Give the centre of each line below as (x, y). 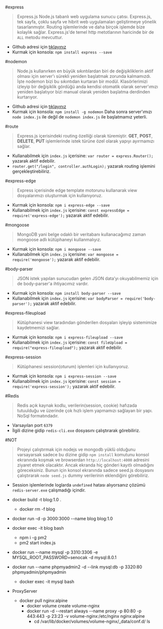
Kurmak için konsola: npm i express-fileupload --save (68, 337)
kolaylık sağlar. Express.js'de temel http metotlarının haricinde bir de (85, 32)
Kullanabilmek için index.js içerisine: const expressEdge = (71, 210)
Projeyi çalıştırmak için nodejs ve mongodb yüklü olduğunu (76, 449)
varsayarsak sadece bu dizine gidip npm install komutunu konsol (83, 454)
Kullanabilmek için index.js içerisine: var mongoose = (65, 254)
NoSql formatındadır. (38, 416)
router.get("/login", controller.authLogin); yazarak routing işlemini (83, 166)
